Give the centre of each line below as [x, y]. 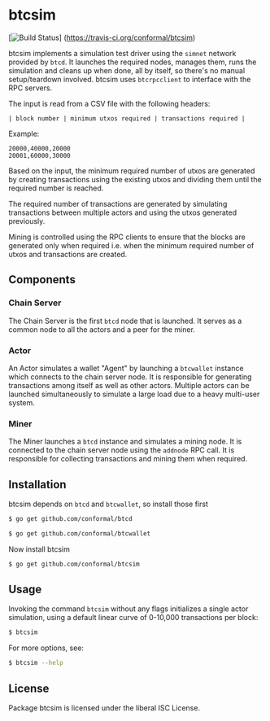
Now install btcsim [39, 549]
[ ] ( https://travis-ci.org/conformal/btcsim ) [102, 37]
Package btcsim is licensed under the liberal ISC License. [105, 708]
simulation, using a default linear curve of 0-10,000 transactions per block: [133, 618]
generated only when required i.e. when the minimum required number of [131, 245]
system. [22, 402]
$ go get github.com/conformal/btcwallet [80, 533]
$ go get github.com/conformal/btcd [70, 519]
